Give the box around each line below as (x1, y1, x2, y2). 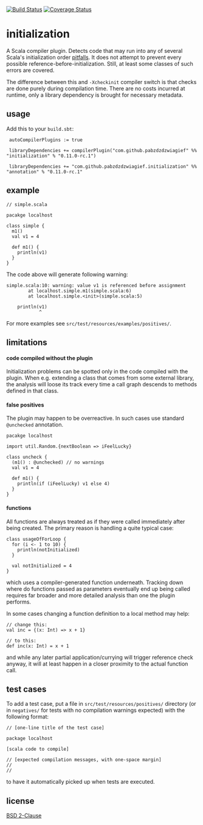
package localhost (6, 736, 53, 742)
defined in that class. (6, 387, 59, 395)
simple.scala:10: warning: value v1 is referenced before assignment (6, 282, 187, 288)
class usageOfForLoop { (6, 536, 67, 542)
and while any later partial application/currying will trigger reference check (6, 653, 193, 661)
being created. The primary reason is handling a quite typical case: (6, 524, 174, 532)
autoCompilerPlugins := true (9, 137, 83, 143)
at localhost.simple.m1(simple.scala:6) (28, 288, 132, 294)
